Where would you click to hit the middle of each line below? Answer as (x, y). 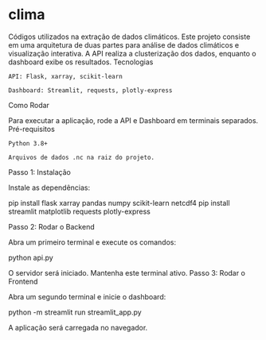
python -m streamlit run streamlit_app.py (75, 312)
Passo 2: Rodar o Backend (51, 226)
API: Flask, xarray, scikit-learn (66, 76)
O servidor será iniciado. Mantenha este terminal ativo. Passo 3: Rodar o (127, 272)
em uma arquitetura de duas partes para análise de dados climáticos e (124, 44)
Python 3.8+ (28, 143)
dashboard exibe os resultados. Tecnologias (81, 62)
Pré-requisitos (32, 129)
